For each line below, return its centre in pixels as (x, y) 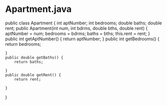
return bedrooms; (23, 44)
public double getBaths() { (34, 57)
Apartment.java (38, 9)
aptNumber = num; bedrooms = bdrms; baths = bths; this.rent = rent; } (78, 33)
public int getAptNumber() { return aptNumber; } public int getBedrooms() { (82, 39)
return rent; (28, 79)
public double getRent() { (33, 75)
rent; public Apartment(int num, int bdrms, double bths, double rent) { (77, 28)
